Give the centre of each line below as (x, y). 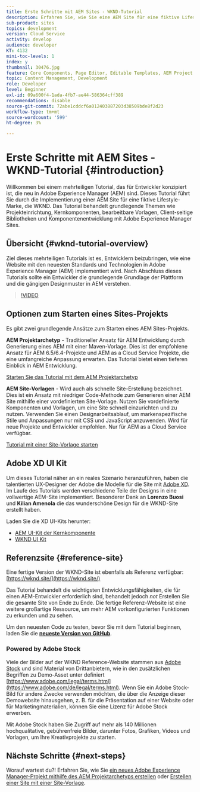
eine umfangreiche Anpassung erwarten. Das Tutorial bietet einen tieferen (97, 359)
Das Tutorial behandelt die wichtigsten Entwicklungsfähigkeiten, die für (93, 590)
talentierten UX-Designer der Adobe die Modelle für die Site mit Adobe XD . (98, 484)
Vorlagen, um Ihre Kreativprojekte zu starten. (61, 737)
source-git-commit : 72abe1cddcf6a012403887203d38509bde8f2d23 (85, 106)
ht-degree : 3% (24, 123)
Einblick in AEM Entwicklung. (42, 365)
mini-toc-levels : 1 (30, 56)
